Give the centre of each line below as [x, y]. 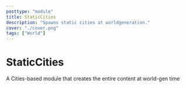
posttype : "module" [30, 11]
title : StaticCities [31, 17]
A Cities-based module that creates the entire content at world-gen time [93, 79]
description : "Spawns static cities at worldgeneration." [78, 22]
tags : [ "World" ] [26, 33]
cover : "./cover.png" [32, 28]
